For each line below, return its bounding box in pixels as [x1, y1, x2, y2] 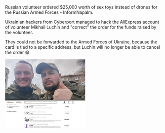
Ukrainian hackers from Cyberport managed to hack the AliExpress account [5, 19, 160, 25]
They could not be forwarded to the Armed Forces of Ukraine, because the [5, 39, 158, 45]
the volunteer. [5, 30, 34, 35]
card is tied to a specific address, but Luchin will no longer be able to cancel [5, 44, 161, 50]
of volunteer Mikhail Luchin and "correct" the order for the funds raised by [5, 24, 157, 30]
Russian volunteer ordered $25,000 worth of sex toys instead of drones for [5, 4, 158, 10]
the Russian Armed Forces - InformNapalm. [5, 9, 94, 15]
